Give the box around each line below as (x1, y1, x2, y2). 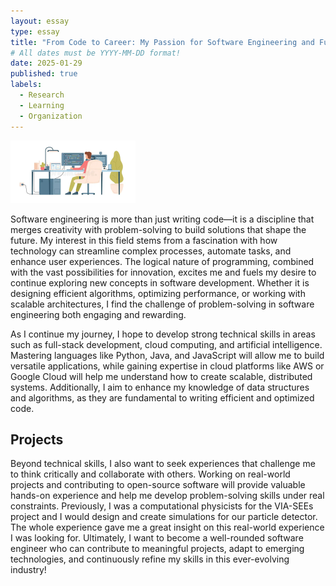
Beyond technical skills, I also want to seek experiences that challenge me (10, 458, 316, 470)
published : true (10, 69, 78, 79)
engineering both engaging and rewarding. (10, 308, 187, 320)
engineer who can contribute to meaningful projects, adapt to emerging (10, 543, 305, 555)
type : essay (10, 26, 60, 37)
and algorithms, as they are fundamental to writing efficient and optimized (10, 391, 315, 404)
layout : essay (10, 16, 70, 26)
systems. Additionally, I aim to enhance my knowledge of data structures (10, 381, 310, 393)
